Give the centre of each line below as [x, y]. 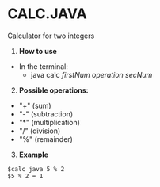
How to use [38, 51]
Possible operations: [53, 90]
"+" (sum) [35, 105]
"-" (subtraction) [46, 114]
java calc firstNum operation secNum [91, 74]
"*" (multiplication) [50, 122]
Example [34, 155]
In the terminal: [44, 66]
